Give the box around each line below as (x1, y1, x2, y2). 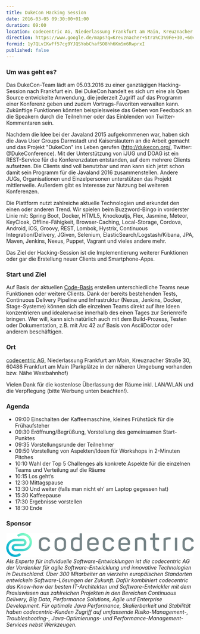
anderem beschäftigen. (6, 328, 64, 335)
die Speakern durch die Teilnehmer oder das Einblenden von (6, 113, 155, 120)
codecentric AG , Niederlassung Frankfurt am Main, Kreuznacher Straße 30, (6, 357, 191, 364)
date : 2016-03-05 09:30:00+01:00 (6, 16, 89, 22)
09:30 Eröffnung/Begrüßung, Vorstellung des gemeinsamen (14, 428, 162, 435)
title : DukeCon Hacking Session (6, 10, 86, 16)
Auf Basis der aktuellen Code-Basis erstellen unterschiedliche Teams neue (6, 284, 189, 291)
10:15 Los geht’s (14, 473, 54, 480)
